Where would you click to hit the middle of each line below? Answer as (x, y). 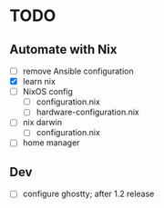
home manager (51, 143)
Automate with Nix (63, 50)
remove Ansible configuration (78, 71)
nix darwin (42, 123)
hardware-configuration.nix (87, 112)
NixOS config (47, 92)
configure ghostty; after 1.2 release (88, 194)
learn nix (39, 82)
